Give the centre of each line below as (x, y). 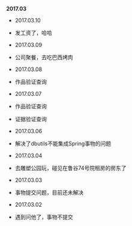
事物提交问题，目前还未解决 (49, 193)
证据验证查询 (31, 119)
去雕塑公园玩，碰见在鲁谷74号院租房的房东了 (70, 168)
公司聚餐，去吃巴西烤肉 (44, 57)
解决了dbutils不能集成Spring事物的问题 (63, 143)
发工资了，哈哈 (33, 33)
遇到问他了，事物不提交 (44, 217)
